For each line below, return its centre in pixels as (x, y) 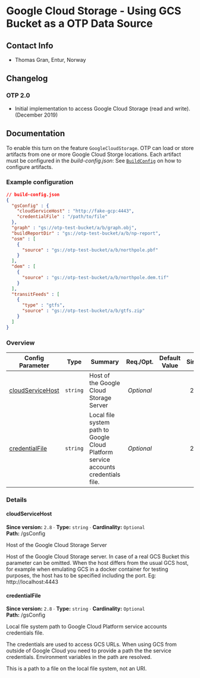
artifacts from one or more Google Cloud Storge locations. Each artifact (94, 154)
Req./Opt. (140, 361)
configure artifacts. (30, 167)
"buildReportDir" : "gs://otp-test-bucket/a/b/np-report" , (86, 233)
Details (17, 499)
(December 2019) (36, 115)
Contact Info (30, 46)
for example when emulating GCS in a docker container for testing (87, 569)
